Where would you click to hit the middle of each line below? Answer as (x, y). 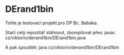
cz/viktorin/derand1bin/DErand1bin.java (45, 38)
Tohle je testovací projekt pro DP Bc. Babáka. (52, 23)
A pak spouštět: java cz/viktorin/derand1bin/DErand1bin (62, 47)
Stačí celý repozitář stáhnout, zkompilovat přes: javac (60, 32)
